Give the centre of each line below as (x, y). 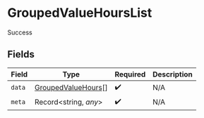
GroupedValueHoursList (80, 13)
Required (130, 74)
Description (173, 74)
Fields (21, 54)
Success (20, 32)
